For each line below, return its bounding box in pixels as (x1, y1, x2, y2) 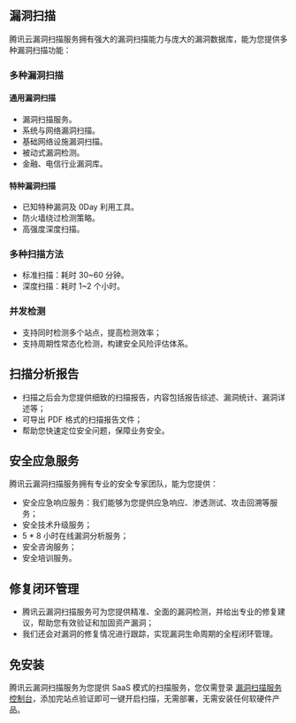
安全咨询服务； (21, 541, 77, 552)
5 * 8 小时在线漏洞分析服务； (21, 531, 129, 541)
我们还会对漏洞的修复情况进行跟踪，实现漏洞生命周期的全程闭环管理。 (21, 628, 278, 640)
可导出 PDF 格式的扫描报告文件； (21, 414, 143, 424)
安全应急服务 (9, 453, 80, 468)
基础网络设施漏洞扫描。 (21, 136, 108, 146)
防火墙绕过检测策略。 (21, 213, 100, 223)
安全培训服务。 (21, 553, 77, 564)
